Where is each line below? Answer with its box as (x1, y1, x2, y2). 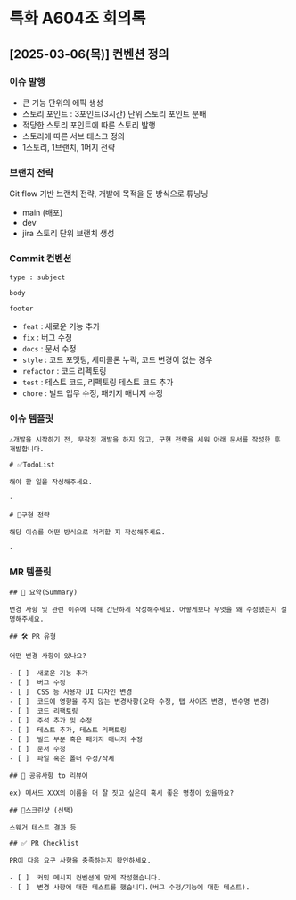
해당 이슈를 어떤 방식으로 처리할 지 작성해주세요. (9, 527, 166, 536)
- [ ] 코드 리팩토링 (9, 706, 78, 716)
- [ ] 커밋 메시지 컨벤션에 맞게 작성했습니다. (9, 873, 161, 883)
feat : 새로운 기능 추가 (21, 321, 101, 332)
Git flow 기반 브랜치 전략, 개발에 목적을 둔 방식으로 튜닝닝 (9, 188, 209, 199)
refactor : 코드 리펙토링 (21, 366, 107, 376)
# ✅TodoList (9, 460, 55, 469)
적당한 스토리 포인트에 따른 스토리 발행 (21, 120, 156, 130)
